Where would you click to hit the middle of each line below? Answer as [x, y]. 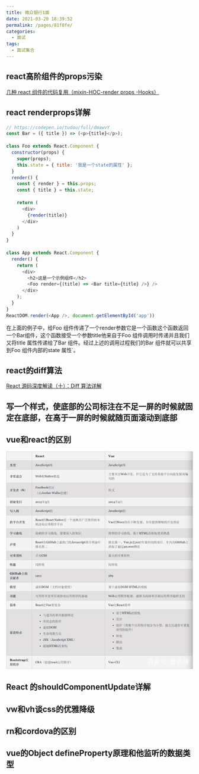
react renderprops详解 [48, 113]
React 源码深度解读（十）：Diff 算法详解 [54, 386]
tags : [13, 44]
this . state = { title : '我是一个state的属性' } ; [75, 165]
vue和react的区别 [39, 440]
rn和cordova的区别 [41, 731]
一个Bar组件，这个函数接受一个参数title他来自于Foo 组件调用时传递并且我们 [98, 335]
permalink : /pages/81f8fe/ [39, 25]
